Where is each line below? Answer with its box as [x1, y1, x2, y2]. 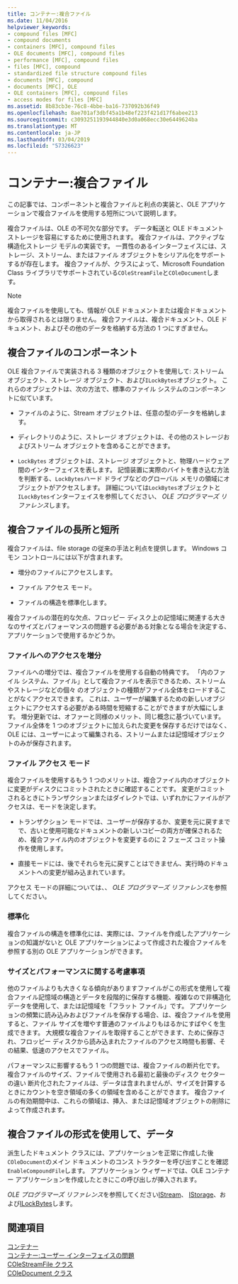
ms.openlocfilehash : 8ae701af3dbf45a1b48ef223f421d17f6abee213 [7, 109, 198, 116]
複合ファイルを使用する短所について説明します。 [38, 209, 181, 217]
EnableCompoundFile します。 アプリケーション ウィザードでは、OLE [7, 1166, 204, 1175]
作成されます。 [25, 1105, 69, 1114]
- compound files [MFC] [7, 30, 78, 38]
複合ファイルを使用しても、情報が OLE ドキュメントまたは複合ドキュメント [7, 306, 227, 315]
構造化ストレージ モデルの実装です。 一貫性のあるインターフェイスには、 [7, 242, 221, 251]
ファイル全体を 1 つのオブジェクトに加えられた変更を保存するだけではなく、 [7, 721, 231, 729]
